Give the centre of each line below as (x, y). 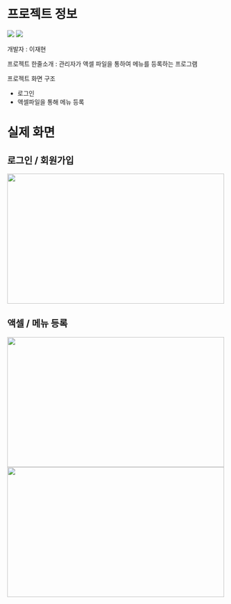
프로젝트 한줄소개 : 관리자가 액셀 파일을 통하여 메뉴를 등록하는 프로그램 (102, 64)
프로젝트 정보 (42, 14)
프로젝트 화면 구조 (31, 78)
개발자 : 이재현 (27, 49)
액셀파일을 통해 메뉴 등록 (51, 102)
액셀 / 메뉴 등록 (37, 323)
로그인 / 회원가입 (41, 160)
